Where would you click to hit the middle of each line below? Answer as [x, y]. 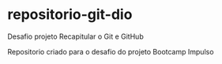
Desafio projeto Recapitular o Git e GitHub [75, 36]
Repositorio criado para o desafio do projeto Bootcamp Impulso [111, 51]
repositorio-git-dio [70, 15]
